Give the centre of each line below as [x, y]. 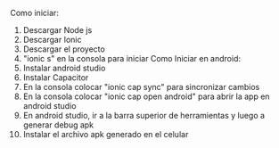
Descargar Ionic [52, 40]
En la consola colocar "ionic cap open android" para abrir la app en [146, 96]
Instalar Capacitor [56, 78]
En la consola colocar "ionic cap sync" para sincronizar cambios [141, 87]
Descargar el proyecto [64, 49]
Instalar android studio [64, 68]
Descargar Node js [57, 30]
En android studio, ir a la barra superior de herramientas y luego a [144, 115]
